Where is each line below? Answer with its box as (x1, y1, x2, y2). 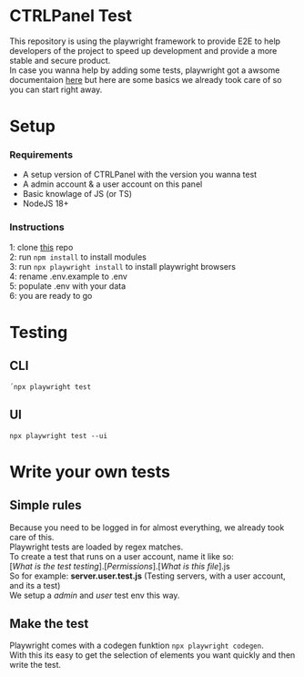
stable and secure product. (9, 55, 111, 66)
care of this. (9, 531, 55, 542)
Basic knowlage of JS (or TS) (22, 189, 133, 200)
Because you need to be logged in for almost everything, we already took (9, 521, 285, 533)
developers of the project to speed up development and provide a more (9, 45, 278, 56)
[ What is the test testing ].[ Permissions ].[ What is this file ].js (9, 560, 230, 571)
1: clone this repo (9, 241, 74, 252)
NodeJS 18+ (22, 198, 70, 210)
